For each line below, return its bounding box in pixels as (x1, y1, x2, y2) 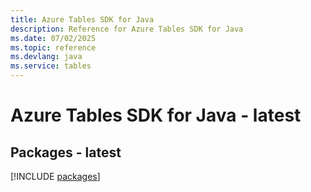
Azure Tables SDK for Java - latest (10, 104, 302, 127)
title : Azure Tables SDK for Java (10, 14, 155, 25)
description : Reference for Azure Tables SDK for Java (10, 24, 244, 34)
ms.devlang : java (10, 52, 83, 62)
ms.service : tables (10, 61, 92, 71)
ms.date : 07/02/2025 (10, 33, 97, 43)
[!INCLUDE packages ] (10, 171, 101, 182)
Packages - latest (10, 144, 122, 161)
